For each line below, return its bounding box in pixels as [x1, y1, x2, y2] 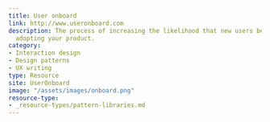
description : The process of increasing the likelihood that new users [8, 26, 253, 35]
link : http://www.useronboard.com [8, 19, 125, 27]
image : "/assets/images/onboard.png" [8, 86, 135, 95]
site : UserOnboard [8, 79, 70, 87]
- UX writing [8, 64, 52, 72]
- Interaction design [8, 49, 81, 57]
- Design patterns [8, 57, 70, 65]
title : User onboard [8, 11, 78, 20]
